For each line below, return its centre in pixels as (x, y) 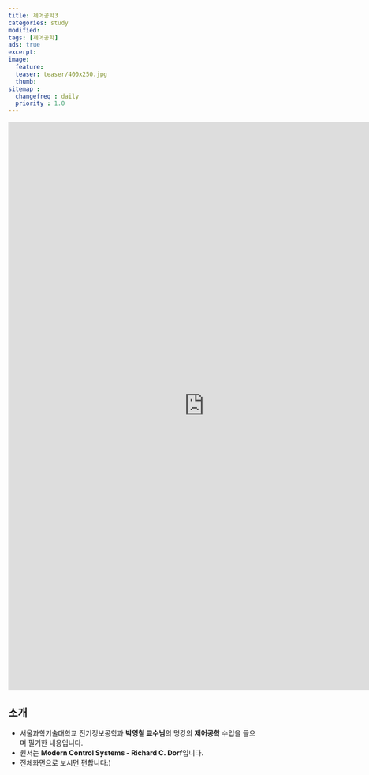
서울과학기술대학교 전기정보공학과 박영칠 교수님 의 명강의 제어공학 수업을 (130, 733)
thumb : (26, 81)
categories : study (38, 23)
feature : (30, 67)
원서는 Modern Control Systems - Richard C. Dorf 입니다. (111, 753)
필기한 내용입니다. (56, 743)
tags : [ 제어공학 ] (34, 37)
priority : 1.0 (40, 103)
